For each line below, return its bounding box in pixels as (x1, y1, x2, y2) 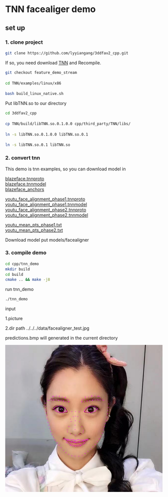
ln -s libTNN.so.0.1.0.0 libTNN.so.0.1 (5, 132, 88, 137)
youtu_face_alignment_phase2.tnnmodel (5, 212, 88, 218)
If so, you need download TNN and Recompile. (5, 59, 101, 66)
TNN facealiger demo (5, 4, 96, 15)
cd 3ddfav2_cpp (5, 111, 37, 116)
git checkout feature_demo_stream (5, 70, 77, 75)
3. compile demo (5, 249, 46, 256)
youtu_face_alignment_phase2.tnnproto (5, 207, 86, 213)
